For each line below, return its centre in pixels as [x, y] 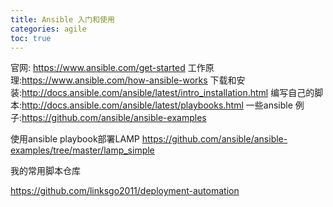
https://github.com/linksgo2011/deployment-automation [125, 191]
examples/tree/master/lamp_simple [82, 150]
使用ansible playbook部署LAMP [75, 139]
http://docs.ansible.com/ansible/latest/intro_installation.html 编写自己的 [168, 93]
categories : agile [48, 29]
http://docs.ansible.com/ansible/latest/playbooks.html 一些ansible [157, 105]
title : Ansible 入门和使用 [62, 19]
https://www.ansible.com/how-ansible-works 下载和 [129, 80]
